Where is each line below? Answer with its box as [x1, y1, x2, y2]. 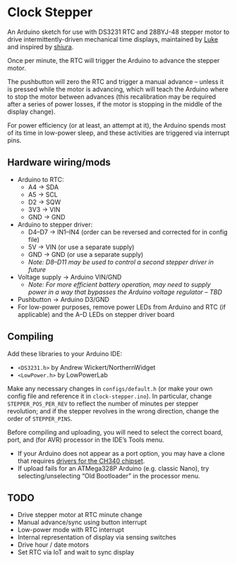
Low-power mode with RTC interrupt [17, 526, 125, 534]
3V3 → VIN [28, 205, 61, 214]
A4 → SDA [28, 183, 59, 191]
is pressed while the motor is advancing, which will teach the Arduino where [7, 85, 229, 93]
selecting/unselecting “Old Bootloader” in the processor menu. [17, 471, 200, 480]
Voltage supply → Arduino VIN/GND [17, 272, 122, 281]
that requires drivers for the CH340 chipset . [17, 456, 145, 465]
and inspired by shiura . [7, 42, 74, 51]
